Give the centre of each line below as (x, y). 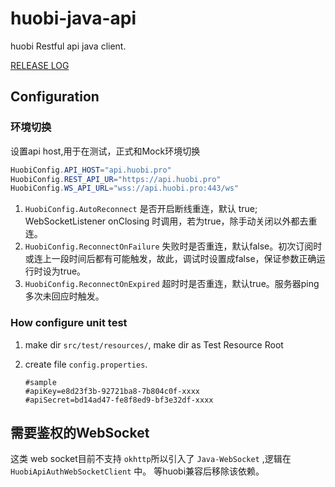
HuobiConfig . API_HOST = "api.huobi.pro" (91, 170)
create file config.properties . (86, 364)
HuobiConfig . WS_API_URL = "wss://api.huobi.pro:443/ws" (125, 188)
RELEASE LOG (40, 65)
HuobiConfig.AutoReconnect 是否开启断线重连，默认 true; (141, 209)
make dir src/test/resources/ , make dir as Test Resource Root (154, 344)
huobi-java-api (73, 18)
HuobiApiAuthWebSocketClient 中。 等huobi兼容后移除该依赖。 (137, 471)
